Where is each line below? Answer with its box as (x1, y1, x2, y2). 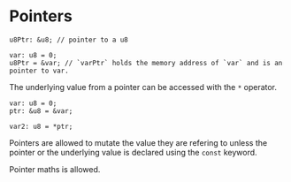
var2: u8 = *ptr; (9, 122, 73, 131)
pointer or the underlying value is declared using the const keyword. (9, 147, 258, 157)
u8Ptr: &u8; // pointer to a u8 (9, 35, 128, 44)
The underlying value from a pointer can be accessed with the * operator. (9, 81, 277, 92)
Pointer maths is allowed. (9, 163, 101, 174)
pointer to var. (9, 66, 69, 75)
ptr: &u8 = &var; (9, 106, 73, 116)
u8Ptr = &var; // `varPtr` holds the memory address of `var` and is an (9, 58, 283, 67)
